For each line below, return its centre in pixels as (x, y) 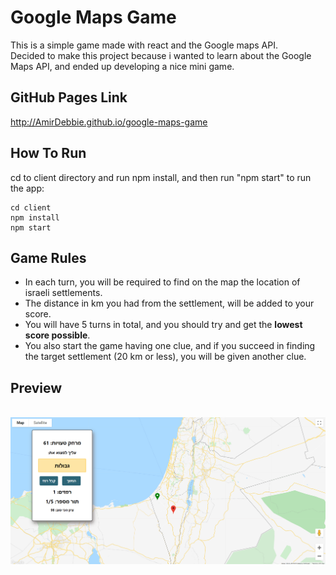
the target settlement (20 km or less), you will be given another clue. (165, 357)
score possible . (57, 335)
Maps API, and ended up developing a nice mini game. (122, 66)
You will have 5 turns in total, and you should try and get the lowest (163, 325)
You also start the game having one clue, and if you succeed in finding (170, 346)
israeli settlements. (63, 293)
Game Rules (48, 257)
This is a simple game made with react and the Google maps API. (144, 45)
